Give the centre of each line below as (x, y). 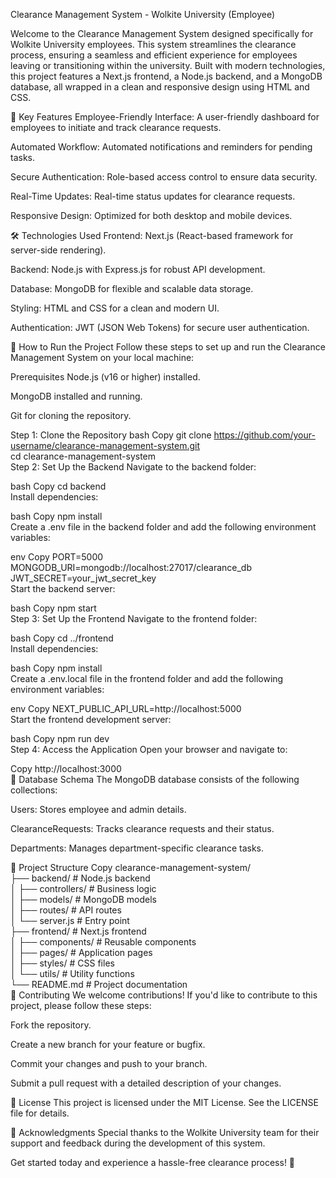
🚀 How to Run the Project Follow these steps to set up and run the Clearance (168, 347)
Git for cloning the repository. (71, 415)
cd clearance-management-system (83, 456)
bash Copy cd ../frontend (62, 638)
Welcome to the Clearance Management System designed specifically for (162, 33)
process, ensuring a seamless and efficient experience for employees (154, 55)
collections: (34, 790)
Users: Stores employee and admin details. (98, 809)
